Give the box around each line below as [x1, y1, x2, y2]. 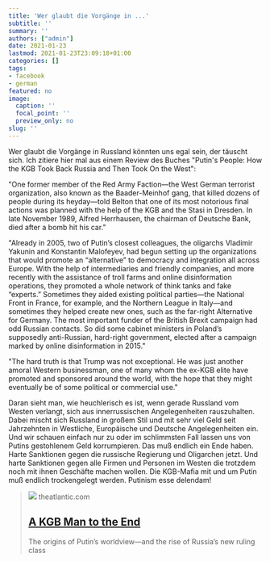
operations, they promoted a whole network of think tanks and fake [8, 280, 232, 291]
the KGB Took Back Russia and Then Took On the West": [8, 163, 197, 174]
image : [8, 94, 31, 103]
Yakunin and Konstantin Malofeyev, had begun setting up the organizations [8, 246, 257, 256]
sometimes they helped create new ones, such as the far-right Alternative [8, 306, 253, 316]
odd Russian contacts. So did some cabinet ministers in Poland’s [8, 324, 222, 333]
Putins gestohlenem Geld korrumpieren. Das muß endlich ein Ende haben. [8, 441, 254, 451]
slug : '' [8, 124, 38, 132]
